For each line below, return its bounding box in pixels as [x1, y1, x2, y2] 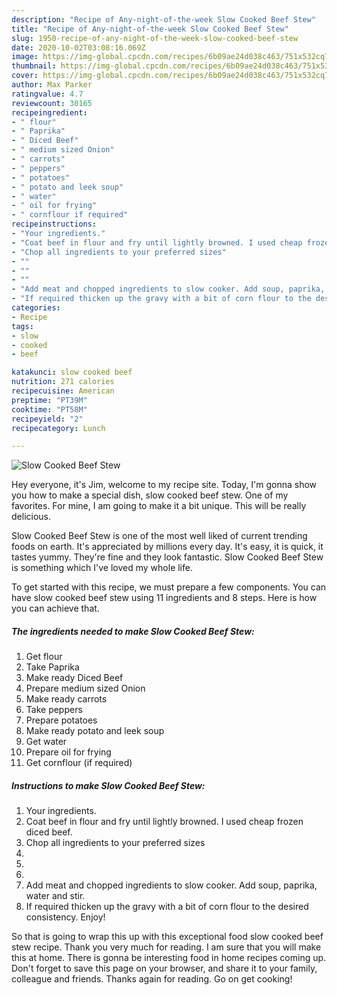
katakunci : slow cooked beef [11, 367, 133, 378]
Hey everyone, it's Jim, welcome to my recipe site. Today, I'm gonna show [11, 479, 318, 491]
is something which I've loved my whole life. [11, 562, 193, 574]
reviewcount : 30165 [11, 98, 93, 108]
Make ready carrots [25, 693, 108, 705]
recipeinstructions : [11, 219, 98, 230]
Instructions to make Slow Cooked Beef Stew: [11, 779, 206, 791]
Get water [25, 736, 68, 748]
